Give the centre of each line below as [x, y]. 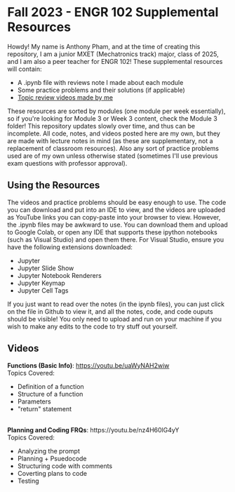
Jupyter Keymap [41, 283]
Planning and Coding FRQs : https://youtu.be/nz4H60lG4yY [93, 430]
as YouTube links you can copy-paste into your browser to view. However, [114, 217]
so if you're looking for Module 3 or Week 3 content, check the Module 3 [112, 118]
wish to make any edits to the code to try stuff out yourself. [92, 326]
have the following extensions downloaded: [70, 247]
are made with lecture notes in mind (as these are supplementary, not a [110, 140]
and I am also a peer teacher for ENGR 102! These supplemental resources [115, 61]
